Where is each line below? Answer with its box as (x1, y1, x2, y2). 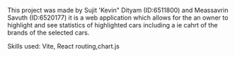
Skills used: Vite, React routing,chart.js (7, 42, 120, 50)
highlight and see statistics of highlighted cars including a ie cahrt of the (7, 21, 218, 29)
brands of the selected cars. (7, 28, 90, 37)
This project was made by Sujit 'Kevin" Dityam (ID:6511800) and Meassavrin (7, 6, 229, 14)
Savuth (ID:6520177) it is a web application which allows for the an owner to (7, 13, 229, 22)
